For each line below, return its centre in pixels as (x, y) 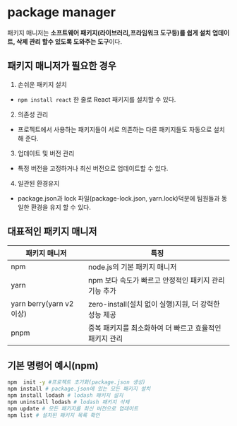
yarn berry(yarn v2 (42, 303)
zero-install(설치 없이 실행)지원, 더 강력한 (154, 304)
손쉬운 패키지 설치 (42, 84)
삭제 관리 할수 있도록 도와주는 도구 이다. (69, 41)
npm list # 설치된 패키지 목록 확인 (54, 415)
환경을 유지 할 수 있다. (61, 207)
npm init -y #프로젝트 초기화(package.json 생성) (77, 382)
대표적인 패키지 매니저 (52, 231)
